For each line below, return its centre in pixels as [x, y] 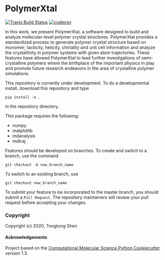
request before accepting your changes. [46, 202]
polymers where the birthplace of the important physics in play [91, 63]
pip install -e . [23, 97]
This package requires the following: [42, 116]
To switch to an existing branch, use [42, 174]
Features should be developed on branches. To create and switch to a [76, 150]
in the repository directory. [32, 106]
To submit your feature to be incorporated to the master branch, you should [82, 192]
